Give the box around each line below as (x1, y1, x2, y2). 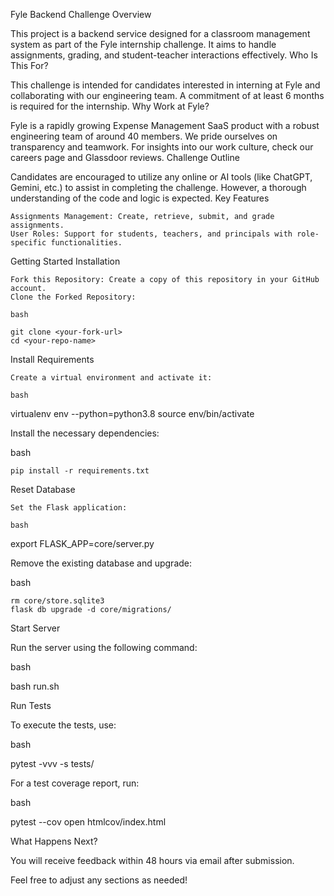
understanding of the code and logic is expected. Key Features (10, 192, 270, 204)
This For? (10, 60, 49, 71)
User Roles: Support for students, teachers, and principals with (10, 229, 293, 239)
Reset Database (10, 484, 76, 495)
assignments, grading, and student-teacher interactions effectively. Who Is (10, 49, 318, 61)
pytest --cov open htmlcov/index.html (10, 816, 167, 828)
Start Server (10, 622, 61, 634)
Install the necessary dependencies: (10, 427, 160, 439)
